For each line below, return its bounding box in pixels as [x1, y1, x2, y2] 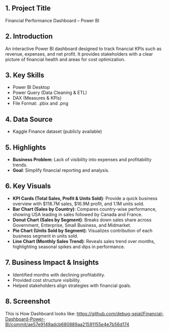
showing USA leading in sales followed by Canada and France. [12, 211, 143, 217]
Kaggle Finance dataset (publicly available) [12, 128, 102, 134]
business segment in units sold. [12, 232, 79, 239]
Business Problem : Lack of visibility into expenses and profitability [12, 157, 152, 163]
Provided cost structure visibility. [12, 277, 81, 283]
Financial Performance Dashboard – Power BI [5, 17, 99, 23]
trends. [12, 162, 28, 168]
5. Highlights [5, 143, 46, 152]
